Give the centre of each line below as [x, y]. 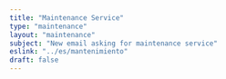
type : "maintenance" [49, 26]
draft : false [34, 60]
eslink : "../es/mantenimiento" [69, 52]
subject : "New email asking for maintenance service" [114, 43]
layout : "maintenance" [52, 35]
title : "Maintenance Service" [67, 18]
